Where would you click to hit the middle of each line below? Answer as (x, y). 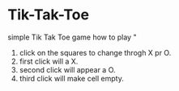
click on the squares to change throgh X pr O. (95, 52)
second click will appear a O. (67, 69)
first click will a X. (49, 61)
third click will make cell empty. (72, 78)
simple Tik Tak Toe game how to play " (72, 37)
